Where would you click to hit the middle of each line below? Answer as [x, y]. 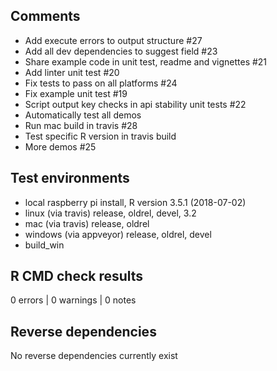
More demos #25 [60, 146]
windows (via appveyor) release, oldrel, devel [118, 234]
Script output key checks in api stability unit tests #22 [135, 104]
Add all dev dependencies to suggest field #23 [121, 51]
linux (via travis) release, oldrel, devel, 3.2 [110, 213]
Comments [45, 16]
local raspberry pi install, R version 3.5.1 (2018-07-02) [135, 202]
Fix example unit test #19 [76, 93]
